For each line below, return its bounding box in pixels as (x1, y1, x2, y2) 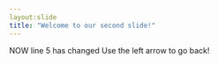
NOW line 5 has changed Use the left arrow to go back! (9, 45, 210, 55)
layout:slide (9, 12, 57, 22)
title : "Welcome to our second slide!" (9, 21, 156, 30)
